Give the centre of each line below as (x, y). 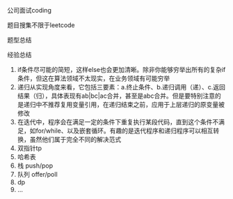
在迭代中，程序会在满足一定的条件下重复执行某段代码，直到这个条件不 (118, 122)
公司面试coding (30, 10)
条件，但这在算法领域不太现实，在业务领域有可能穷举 (94, 78)
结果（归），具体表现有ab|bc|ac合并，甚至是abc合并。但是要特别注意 (116, 96)
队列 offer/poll (37, 174)
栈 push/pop (35, 165)
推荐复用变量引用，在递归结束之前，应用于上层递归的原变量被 (136, 104)
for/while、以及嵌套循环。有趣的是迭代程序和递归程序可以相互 (124, 131)
